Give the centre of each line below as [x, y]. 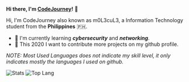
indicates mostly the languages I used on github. [65, 62]
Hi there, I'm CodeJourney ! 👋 [42, 9]
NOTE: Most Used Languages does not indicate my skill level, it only [88, 56]
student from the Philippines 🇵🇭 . [47, 26]
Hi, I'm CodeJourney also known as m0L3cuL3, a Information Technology [94, 20]
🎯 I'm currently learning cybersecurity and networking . [82, 38]
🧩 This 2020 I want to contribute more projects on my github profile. [97, 44]
